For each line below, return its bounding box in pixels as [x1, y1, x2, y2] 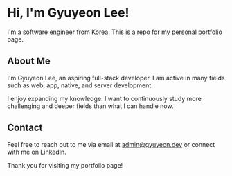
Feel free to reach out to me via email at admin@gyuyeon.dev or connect [7, 140, 215, 148]
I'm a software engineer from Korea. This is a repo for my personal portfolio [7, 28, 223, 36]
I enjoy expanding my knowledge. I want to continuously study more [7, 94, 202, 103]
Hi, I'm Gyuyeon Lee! [7, 5, 130, 21]
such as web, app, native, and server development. [7, 81, 154, 89]
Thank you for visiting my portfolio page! [7, 161, 123, 169]
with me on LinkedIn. [7, 148, 67, 156]
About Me [7, 55, 51, 67]
